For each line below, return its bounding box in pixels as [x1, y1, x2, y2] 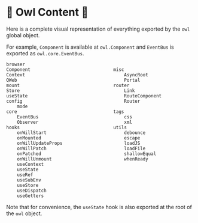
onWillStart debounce [17, 129, 146, 136]
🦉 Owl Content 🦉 [6, 5, 89, 19]
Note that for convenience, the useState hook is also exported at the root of [6, 203, 193, 210]
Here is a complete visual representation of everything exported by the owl [6, 25, 190, 32]
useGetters [17, 192, 44, 199]
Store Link [6, 87, 135, 94]
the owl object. [6, 210, 42, 217]
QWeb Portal [6, 77, 141, 83]
